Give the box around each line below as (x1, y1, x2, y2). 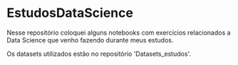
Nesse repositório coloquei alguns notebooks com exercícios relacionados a (6, 28, 231, 37)
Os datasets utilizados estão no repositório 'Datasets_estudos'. (6, 49, 192, 58)
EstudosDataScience (6, 5, 133, 21)
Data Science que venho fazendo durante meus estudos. (6, 35, 174, 44)
